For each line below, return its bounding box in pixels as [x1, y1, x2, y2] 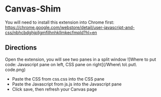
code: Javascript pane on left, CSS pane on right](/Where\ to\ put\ [5, 61, 137, 67]
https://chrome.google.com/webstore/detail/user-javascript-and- [5, 24, 135, 30]
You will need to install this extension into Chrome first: [5, 19, 115, 25]
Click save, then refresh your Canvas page [12, 86, 97, 92]
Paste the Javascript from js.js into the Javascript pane [12, 81, 122, 87]
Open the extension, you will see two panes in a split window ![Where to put [5, 56, 156, 62]
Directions [5, 43, 37, 52]
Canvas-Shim [5, 3, 61, 14]
